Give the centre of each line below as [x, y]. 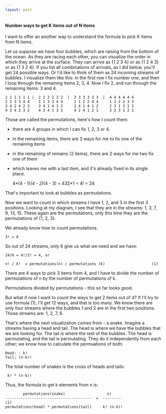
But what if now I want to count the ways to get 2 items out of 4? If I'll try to [82, 297]
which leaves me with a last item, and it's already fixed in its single [80, 168]
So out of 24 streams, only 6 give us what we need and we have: [71, 246]
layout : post [19, 10]
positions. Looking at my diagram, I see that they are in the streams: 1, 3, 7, [81, 207]
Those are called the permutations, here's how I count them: [67, 119]
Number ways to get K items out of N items [50, 26]
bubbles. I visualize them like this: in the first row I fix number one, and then [82, 78]
